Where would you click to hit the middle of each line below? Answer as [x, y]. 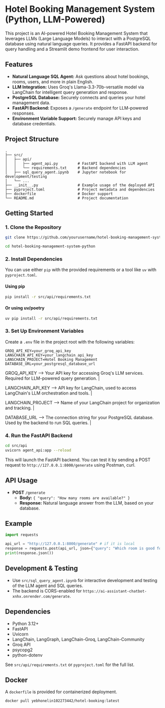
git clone [15, 237]
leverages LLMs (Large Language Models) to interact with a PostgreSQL [78, 39]
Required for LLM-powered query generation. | [52, 378]
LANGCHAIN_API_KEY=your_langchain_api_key [49, 355]
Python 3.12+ [25, 624]
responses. [24, 113]
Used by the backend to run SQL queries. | [48, 423]
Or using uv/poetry [25, 308]
